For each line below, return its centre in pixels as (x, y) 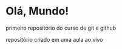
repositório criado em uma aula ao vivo (54, 39)
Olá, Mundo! (37, 11)
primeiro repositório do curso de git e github (61, 28)
